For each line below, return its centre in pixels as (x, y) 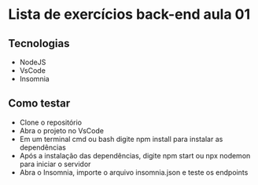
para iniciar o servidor (55, 164)
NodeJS (33, 62)
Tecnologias (39, 44)
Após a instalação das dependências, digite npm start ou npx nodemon (135, 155)
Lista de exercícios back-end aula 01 (129, 15)
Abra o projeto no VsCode (62, 130)
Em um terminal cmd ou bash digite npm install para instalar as (121, 139)
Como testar (39, 103)
